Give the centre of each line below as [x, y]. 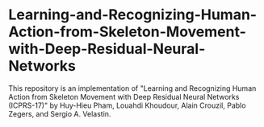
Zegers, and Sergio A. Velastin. [60, 113]
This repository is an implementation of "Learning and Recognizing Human [132, 88]
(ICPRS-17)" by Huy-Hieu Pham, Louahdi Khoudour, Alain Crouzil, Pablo [127, 105]
